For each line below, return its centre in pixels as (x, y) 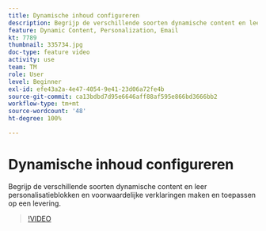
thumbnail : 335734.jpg (46, 45)
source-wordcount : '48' (47, 112)
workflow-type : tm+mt (44, 104)
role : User (26, 74)
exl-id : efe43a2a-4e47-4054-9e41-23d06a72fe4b (86, 89)
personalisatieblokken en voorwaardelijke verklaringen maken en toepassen (132, 195)
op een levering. (35, 203)
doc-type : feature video (49, 52)
